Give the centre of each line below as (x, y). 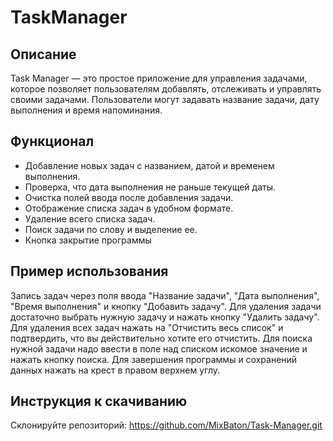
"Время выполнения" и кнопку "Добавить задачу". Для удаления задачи (166, 306)
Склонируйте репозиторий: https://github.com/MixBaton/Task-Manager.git (166, 425)
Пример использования (89, 271)
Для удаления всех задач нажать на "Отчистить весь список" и (147, 327)
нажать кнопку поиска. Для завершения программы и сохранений (154, 359)
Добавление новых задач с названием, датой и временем (149, 165)
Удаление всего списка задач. (90, 218)
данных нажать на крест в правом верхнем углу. (115, 370)
